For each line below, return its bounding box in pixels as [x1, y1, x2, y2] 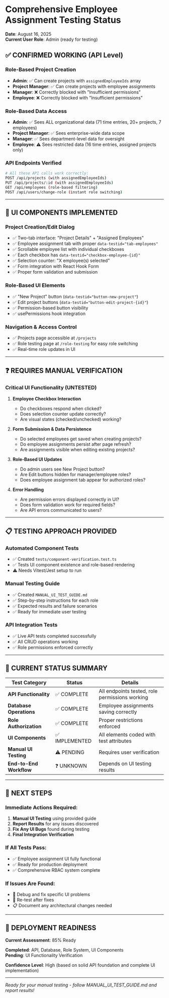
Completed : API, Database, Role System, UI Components [5, 947, 124, 953]
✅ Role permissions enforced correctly [12, 644, 93, 650]
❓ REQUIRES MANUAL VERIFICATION [5, 366, 123, 375]
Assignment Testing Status [5, 14, 122, 26]
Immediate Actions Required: [5, 804, 78, 811]
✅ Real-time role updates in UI [12, 346, 75, 352]
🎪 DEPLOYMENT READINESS [5, 924, 97, 932]
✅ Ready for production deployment [12, 861, 88, 867]
